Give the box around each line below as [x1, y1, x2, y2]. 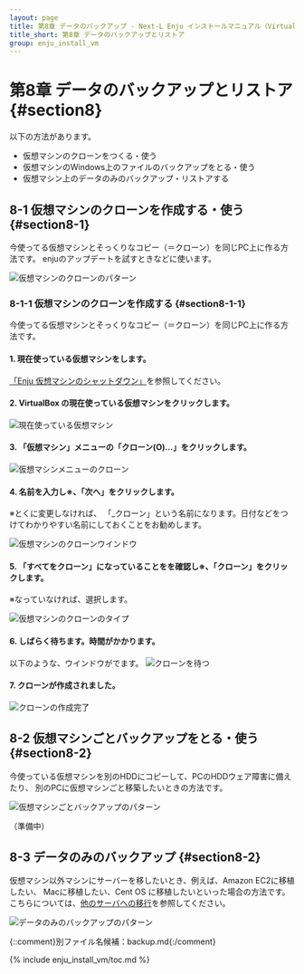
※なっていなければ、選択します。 [9, 594, 133, 605]
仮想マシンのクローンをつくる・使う [22, 150, 157, 161]
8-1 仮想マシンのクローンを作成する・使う [9, 202, 244, 217]
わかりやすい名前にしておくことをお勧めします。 [24, 520, 206, 530]
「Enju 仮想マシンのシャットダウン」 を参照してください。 [9, 375, 226, 386]
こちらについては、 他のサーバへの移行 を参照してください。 [9, 898, 231, 909]
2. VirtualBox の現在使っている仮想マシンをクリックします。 [9, 397, 235, 408]
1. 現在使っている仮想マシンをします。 [9, 353, 151, 364]
